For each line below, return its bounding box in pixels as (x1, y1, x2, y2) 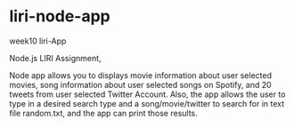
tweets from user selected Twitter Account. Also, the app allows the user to (9, 89, 286, 99)
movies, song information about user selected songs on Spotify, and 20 (9, 79, 272, 90)
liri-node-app (9, 6, 110, 27)
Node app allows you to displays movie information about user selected (9, 69, 272, 81)
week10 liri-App (9, 36, 67, 46)
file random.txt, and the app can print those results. (9, 107, 198, 118)
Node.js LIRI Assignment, (9, 52, 102, 63)
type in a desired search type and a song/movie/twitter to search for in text (9, 98, 285, 108)
